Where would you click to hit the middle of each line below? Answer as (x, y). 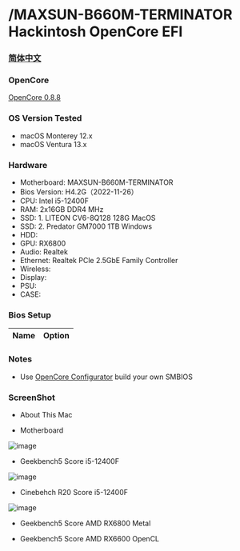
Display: (33, 277)
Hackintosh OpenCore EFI (96, 32)
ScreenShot (32, 397)
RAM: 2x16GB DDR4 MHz (62, 209)
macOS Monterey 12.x (56, 136)
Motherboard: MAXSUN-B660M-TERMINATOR (96, 182)
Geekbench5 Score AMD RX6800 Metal (85, 523)
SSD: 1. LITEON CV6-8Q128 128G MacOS (88, 218)
